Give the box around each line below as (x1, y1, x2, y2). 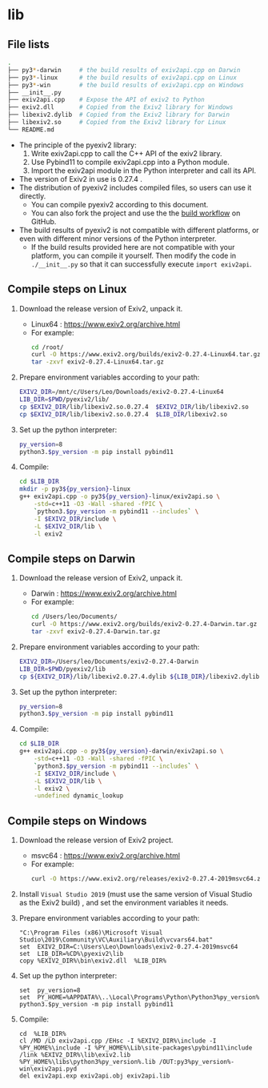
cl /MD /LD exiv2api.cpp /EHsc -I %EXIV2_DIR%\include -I (18, 1037, 217, 1045)
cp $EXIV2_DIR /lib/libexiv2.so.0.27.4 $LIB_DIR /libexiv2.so (18, 410, 228, 418)
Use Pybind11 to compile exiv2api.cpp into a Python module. (30, 157, 230, 167)
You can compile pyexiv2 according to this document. (30, 199, 209, 209)
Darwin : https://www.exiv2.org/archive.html (30, 588, 178, 598)
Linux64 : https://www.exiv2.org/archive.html (30, 319, 181, 329)
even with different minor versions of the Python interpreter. (18, 234, 217, 243)
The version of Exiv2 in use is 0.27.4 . (18, 174, 143, 183)
